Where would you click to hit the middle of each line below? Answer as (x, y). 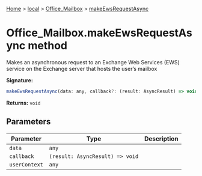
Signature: (20, 80)
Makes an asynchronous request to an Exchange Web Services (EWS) (93, 62)
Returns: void (23, 103)
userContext (26, 164)
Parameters (29, 122)
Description (161, 139)
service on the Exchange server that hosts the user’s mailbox (82, 68)
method (48, 46)
